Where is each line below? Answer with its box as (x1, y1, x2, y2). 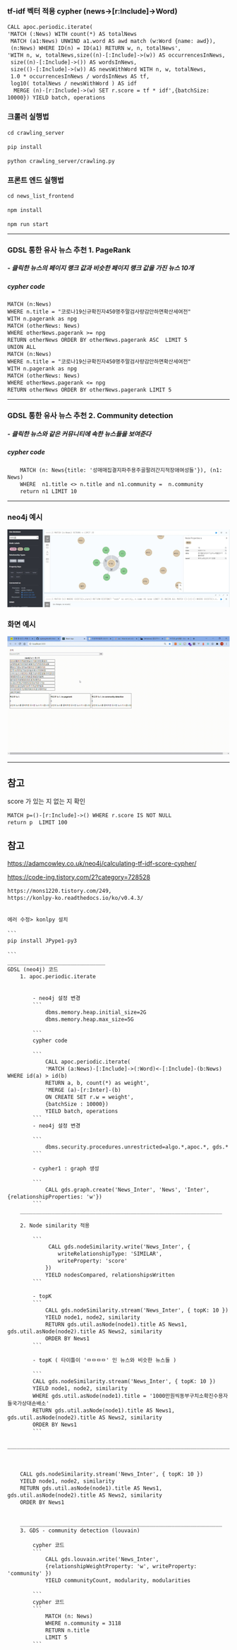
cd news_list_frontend (7, 192, 74, 199)
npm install (7, 206, 42, 213)
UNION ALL (7, 344, 37, 351)
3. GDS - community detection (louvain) (20, 1527, 140, 1534)
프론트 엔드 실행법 (7, 175, 65, 185)
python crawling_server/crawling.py (7, 158, 115, 165)
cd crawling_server (7, 129, 65, 136)
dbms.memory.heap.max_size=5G (44, 1016, 134, 1023)
